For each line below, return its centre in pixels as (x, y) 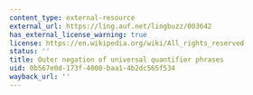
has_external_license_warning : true (78, 34)
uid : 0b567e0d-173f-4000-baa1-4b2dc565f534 (93, 69)
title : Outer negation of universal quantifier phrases (117, 60)
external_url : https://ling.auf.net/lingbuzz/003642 (111, 26)
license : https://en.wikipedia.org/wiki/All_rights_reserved (127, 43)
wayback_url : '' (40, 77)
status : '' (30, 52)
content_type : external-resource (72, 18)
